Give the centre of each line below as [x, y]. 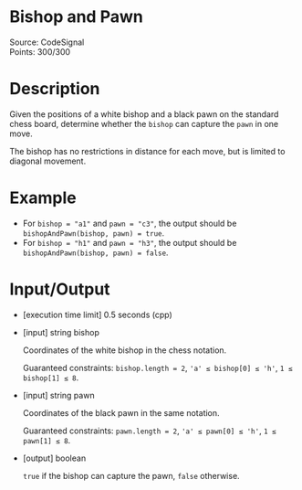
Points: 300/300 [40, 51]
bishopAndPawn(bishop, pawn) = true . [94, 233]
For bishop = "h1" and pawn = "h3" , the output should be [130, 242]
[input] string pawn [58, 395]
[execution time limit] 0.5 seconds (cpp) [98, 314]
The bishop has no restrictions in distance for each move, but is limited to [147, 151]
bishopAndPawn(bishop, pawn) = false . [95, 252]
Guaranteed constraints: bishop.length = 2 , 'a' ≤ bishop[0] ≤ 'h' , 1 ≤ [157, 367]
